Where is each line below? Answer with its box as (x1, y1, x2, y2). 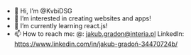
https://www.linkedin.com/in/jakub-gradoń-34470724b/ (13, 39, 178, 48)
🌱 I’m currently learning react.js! (13, 22, 108, 30)
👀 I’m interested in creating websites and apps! (13, 14, 151, 23)
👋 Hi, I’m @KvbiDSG (13, 7, 72, 15)
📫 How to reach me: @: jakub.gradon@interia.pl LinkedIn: (13, 30, 185, 38)
